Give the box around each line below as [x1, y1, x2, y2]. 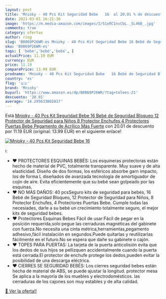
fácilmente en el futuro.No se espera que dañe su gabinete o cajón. [12, 237, 150, 243]
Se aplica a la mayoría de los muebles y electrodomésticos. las [12, 273, 140, 279]
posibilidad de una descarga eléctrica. [12, 257, 90, 263]
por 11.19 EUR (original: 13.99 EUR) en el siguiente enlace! [5, 128, 122, 134]
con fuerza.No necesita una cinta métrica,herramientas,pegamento [12, 226, 149, 232]
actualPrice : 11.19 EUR [5, 53, 54, 58]
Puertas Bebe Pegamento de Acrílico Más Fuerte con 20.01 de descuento [5, 123, 155, 129]
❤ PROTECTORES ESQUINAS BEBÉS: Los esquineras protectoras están [12, 158, 159, 164]
